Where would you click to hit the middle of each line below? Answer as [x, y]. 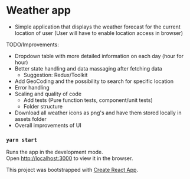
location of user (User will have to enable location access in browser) [99, 33]
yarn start [22, 140]
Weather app [38, 10]
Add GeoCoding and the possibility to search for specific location [94, 81]
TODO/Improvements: [32, 44]
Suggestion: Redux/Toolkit [55, 75]
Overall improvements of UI [48, 125]
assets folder [30, 119]
